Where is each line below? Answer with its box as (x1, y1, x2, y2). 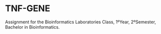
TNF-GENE (5, 3, 50, 14)
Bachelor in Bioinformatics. (5, 24, 60, 30)
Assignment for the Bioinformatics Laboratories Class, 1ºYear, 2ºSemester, (5, 19, 156, 25)
